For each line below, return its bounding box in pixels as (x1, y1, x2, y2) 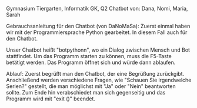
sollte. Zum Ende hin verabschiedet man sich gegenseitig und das (6, 89, 166, 96)
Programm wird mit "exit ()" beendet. (6, 95, 96, 102)
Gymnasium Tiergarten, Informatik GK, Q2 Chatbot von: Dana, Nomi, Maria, (6, 5, 188, 12)
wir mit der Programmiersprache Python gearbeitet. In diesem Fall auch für (6, 29, 188, 36)
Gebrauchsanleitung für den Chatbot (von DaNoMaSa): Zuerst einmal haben (6, 23, 191, 29)
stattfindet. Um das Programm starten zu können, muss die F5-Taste (6, 53, 172, 59)
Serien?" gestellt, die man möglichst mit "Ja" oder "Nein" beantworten (6, 83, 176, 90)
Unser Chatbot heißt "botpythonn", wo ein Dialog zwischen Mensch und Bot (6, 46, 190, 53)
